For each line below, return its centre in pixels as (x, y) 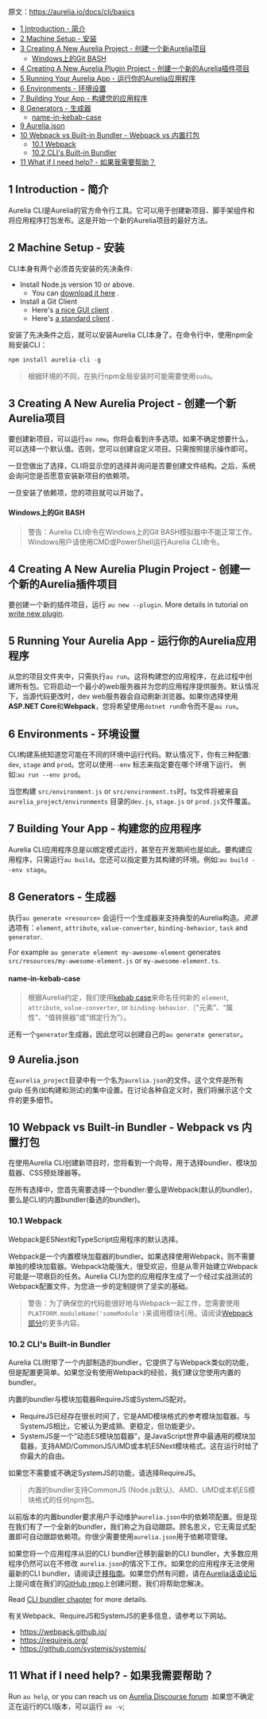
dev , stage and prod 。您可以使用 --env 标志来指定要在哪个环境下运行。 (123, 764)
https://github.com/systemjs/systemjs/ (83, 1649)
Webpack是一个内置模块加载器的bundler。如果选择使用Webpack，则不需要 (132, 1256)
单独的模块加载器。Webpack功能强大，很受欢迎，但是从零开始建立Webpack (133, 1266)
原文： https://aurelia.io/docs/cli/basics (72, 12)
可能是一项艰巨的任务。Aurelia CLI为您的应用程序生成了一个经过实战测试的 (130, 1276)
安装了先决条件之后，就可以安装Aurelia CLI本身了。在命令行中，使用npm (127, 335)
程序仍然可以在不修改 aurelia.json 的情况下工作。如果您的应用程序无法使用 (132, 1563)
